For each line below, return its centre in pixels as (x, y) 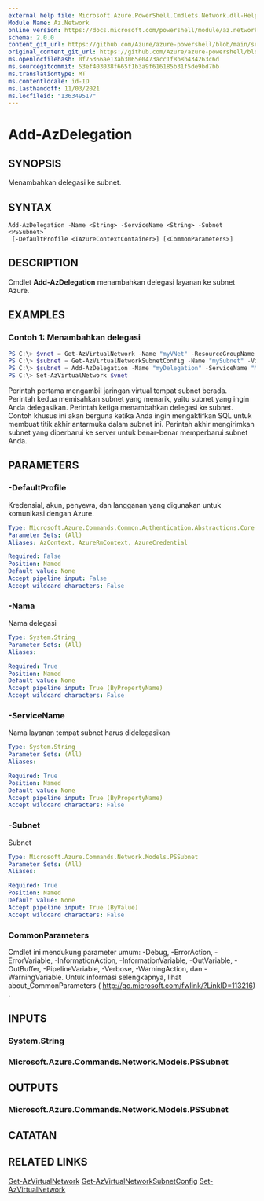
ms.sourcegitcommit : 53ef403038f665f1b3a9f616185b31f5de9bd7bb (114, 67)
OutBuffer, (25, 968)
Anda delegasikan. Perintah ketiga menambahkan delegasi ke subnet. (121, 408)
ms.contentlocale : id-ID (49, 81)
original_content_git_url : (52, 52)
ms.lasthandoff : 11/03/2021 (54, 88)
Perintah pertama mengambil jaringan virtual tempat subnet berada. (118, 391)
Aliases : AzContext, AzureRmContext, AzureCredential (98, 542)
